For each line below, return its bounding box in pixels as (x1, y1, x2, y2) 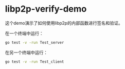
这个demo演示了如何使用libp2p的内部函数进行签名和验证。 (5, 20, 123, 26)
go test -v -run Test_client (5, 59, 64, 64)
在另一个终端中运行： (5, 50, 48, 55)
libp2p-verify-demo (5, 3, 87, 15)
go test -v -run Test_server (5, 40, 64, 45)
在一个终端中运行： (5, 30, 44, 36)
